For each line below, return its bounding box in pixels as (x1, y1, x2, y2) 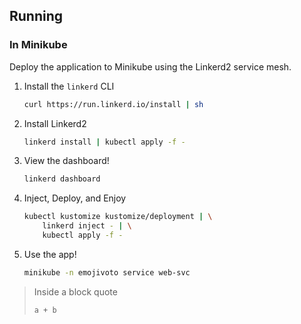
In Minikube (9, 38, 68, 52)
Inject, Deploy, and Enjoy (23, 192, 127, 204)
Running (9, 8, 64, 25)
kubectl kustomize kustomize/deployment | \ (23, 212, 213, 222)
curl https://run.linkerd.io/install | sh (23, 99, 204, 109)
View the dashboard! (23, 155, 110, 167)
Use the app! (23, 248, 77, 260)
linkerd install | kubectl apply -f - (23, 137, 186, 147)
